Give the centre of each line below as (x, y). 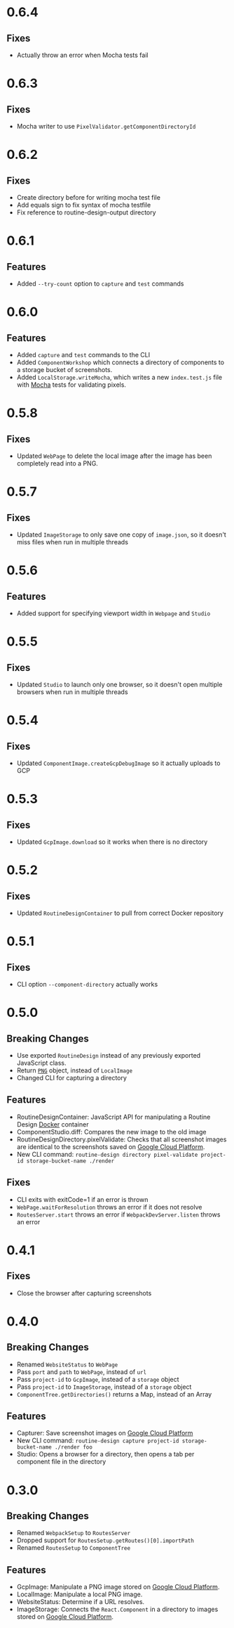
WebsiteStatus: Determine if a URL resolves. (81, 1602)
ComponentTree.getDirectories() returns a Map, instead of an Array (114, 1394)
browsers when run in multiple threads (72, 692)
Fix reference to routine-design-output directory (86, 212)
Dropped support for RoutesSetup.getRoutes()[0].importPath (105, 1540)
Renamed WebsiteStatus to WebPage (67, 1364)
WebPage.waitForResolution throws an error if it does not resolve (109, 1207)
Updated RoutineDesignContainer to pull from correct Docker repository (120, 913)
